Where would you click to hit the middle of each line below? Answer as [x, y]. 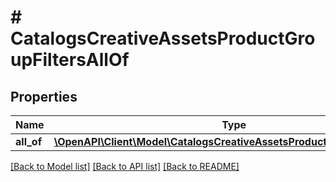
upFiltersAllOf [70, 60]
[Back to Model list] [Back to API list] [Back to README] [125, 166]
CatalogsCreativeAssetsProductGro [163, 38]
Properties [44, 96]
